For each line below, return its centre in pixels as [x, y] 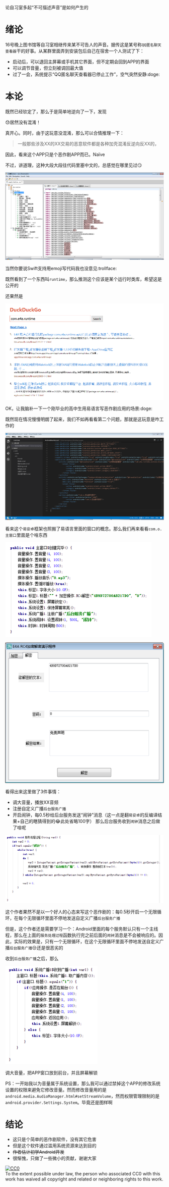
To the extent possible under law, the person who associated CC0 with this [83, 1174]
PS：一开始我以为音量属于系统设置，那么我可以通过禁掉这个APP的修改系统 [83, 1083]
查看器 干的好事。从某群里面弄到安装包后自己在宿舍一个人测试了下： [75, 51]
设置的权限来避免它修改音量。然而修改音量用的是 [56, 1090]
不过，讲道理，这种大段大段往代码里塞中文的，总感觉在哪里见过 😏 [74, 165]
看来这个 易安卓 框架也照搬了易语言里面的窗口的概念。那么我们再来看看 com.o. [84, 529]
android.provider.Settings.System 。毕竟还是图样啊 [59, 1102]
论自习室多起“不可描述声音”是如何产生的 [47, 7]
